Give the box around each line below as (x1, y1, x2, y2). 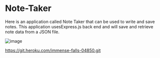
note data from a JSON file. (5, 29, 60, 35)
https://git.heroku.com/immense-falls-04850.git (5, 47, 101, 53)
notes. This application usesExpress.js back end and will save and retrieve (5, 23, 154, 29)
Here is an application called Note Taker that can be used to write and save (5, 19, 155, 24)
